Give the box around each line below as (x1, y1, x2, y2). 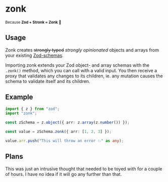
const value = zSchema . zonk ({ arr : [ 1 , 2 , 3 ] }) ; (5, 129, 112, 134)
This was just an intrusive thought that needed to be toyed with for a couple (5, 165, 162, 172)
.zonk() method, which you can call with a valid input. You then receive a (5, 67, 157, 73)
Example (5, 93, 33, 102)
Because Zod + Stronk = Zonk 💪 (5, 20, 62, 25)
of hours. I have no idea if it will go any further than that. (5, 171, 122, 177)
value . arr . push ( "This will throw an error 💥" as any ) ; (5, 139, 124, 144)
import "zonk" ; (5, 111, 37, 116)
